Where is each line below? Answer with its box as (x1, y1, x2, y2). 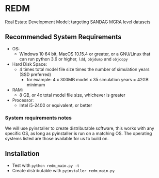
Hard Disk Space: (12, 61, 47, 67)
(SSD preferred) (19, 71, 51, 77)
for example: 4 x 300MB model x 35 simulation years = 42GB (26, 76, 149, 82)
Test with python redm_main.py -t (12, 163, 79, 168)
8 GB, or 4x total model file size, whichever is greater (19, 92, 126, 98)
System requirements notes (5, 114, 72, 121)
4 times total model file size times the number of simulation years (19, 66, 150, 72)
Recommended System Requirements (5, 33, 122, 41)
